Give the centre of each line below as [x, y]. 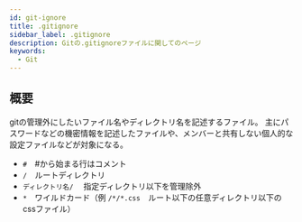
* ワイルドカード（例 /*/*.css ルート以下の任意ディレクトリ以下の [152, 197]
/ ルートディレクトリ [64, 175]
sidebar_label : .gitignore [60, 34]
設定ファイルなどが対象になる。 [69, 144]
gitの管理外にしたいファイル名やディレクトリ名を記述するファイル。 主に [145, 122]
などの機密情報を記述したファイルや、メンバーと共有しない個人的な [167, 133]
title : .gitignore [44, 26]
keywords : [28, 51]
